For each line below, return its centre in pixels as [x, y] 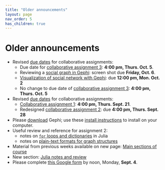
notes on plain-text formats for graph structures [69, 141]
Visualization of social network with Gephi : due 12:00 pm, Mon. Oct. [90, 78]
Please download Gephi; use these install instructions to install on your [85, 120]
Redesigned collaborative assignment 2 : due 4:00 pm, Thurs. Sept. [89, 109]
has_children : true [25, 24]
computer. [23, 125]
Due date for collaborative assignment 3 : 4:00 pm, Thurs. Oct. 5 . [86, 67]
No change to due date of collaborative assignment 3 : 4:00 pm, [85, 88]
